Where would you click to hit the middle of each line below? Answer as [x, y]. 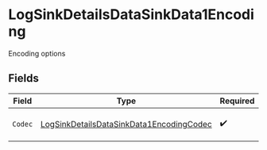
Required [237, 101]
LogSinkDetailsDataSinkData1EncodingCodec [126, 124]
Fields [24, 78]
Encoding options [37, 53]
